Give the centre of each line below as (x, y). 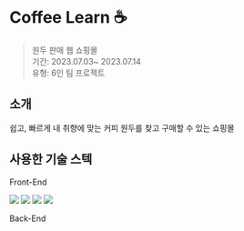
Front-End (28, 182)
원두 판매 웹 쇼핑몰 (65, 50)
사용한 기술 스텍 (51, 160)
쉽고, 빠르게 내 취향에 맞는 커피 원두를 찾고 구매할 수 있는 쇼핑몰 (122, 127)
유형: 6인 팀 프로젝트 (68, 73)
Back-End (28, 218)
